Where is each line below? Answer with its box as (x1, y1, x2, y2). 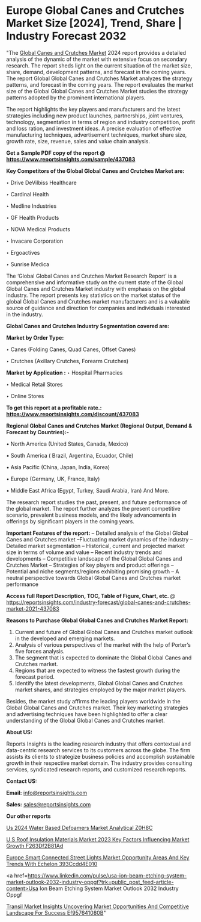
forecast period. (14, 673, 55, 681)
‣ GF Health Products (6, 214, 59, 221)
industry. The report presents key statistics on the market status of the (6, 291, 181, 299)
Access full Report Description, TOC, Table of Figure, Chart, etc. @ (6, 592, 176, 599)
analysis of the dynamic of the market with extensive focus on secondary (6, 55, 188, 63)
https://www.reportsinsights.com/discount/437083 (6, 410, 139, 417)
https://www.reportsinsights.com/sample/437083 (6, 155, 136, 163)
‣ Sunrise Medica (6, 260, 50, 268)
